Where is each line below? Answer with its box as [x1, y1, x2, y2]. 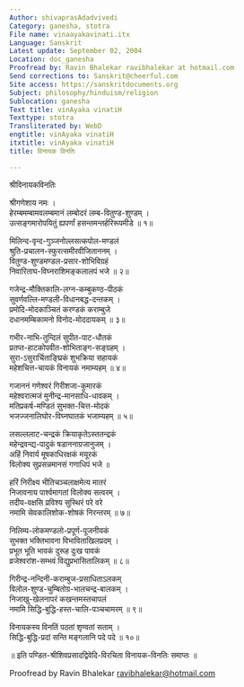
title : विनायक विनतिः [9, 146, 76, 155]
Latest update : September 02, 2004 [9, 47, 143, 56]
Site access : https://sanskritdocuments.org [9, 80, 179, 89]
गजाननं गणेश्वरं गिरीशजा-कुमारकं [9, 380, 102, 391]
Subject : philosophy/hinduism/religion [9, 88, 159, 97]
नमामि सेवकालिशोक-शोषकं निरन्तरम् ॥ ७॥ [9, 506, 131, 517]
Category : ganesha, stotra [9, 22, 110, 31]
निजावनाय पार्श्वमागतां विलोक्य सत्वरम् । [9, 487, 121, 498]
